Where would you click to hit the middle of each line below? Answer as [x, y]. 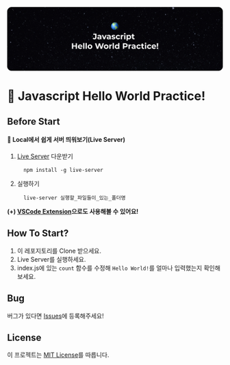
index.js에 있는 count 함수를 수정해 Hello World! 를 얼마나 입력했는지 [110, 268]
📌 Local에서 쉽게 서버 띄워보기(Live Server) [66, 140]
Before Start [34, 122]
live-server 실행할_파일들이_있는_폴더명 [75, 198]
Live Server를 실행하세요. [51, 259]
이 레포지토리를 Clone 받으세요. [59, 251]
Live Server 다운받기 [45, 156]
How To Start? [38, 233]
